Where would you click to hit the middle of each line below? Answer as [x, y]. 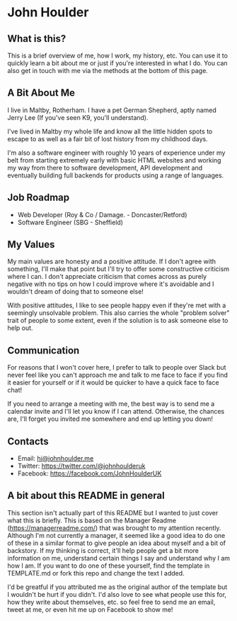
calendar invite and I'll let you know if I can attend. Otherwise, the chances [116, 412]
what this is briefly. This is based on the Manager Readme [92, 520]
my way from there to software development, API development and [105, 167]
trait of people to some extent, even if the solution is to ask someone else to [118, 321]
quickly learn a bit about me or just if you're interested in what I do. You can [117, 63]
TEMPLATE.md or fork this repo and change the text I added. [96, 573]
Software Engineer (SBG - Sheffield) [70, 222]
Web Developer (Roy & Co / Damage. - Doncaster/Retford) [102, 214]
